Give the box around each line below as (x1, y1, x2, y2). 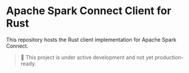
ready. (20, 60, 37, 67)
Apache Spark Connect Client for (6, 4, 172, 18)
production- (154, 54, 184, 61)
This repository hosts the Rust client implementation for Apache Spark (6, 36, 177, 43)
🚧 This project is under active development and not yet (20, 54, 154, 61)
